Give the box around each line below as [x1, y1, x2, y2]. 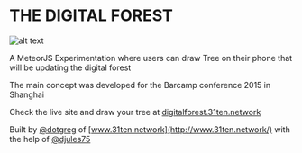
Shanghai [9, 89, 45, 100]
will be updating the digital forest [9, 62, 132, 73]
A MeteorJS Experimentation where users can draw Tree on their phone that [9, 52, 293, 63]
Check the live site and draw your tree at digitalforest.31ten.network [9, 106, 261, 117]
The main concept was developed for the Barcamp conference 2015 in [9, 79, 271, 90]
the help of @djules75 [9, 133, 91, 144]
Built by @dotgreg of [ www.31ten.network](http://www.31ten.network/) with [9, 123, 290, 135]
